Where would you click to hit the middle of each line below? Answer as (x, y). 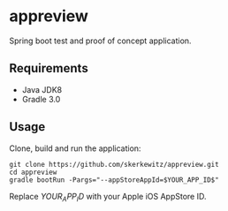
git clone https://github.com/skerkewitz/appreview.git (114, 164)
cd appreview (33, 172)
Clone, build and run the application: (75, 148)
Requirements (49, 68)
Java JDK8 (42, 89)
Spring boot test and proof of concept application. (100, 41)
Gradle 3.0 (41, 99)
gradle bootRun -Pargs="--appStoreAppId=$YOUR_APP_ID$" (114, 180)
